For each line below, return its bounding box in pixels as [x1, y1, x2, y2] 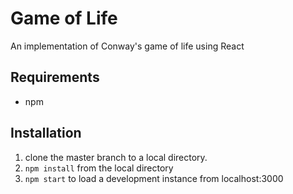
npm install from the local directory [24, 162, 174, 174]
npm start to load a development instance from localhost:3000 [24, 172, 284, 184]
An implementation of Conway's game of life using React [10, 40, 245, 52]
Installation [10, 125, 82, 142]
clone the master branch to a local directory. [24, 151, 208, 163]
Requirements [10, 69, 100, 86]
